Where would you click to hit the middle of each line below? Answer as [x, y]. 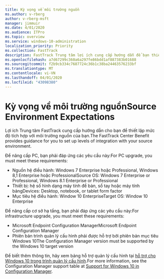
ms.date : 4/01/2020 [25, 28]
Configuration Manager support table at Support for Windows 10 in [72, 266]
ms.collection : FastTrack [31, 50]
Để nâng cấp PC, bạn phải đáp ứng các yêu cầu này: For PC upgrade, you [79, 155]
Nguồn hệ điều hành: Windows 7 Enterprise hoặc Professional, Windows [85, 170]
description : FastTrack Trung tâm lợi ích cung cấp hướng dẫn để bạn [77, 55]
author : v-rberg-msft [27, 19]
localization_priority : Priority [39, 46]
